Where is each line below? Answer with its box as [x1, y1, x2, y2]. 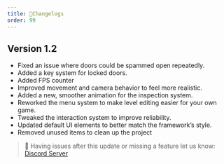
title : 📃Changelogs [7, 10, 64, 18]
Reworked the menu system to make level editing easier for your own [17, 99, 217, 107]
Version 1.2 [7, 43, 57, 55]
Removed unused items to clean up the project [17, 128, 153, 137]
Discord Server [24, 149, 69, 158]
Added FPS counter [17, 76, 75, 85]
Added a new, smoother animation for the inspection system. [17, 91, 193, 100]
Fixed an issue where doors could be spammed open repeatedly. [17, 61, 205, 70]
